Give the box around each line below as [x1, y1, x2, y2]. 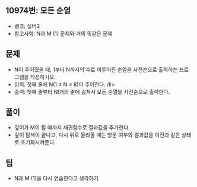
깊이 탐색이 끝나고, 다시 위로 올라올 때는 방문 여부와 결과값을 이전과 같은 [14, 131, 180, 138]
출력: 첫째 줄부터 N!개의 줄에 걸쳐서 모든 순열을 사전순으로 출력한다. [14, 88, 170, 95]
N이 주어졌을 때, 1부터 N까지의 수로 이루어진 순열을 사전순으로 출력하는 [14, 66, 178, 73]
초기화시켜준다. [20, 139, 56, 146]
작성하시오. [30, 73, 56, 80]
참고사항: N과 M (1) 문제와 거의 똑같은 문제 [14, 30, 113, 37]
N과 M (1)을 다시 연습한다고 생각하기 [14, 175, 99, 182]
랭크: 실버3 [14, 23, 40, 30]
